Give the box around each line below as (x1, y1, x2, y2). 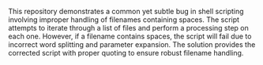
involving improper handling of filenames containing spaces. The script (8, 15, 239, 24)
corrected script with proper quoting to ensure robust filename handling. (8, 49, 244, 57)
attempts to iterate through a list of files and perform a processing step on (8, 23, 249, 32)
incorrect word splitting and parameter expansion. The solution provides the (8, 40, 256, 49)
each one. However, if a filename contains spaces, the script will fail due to (8, 31, 252, 41)
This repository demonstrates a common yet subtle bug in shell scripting (8, 7, 244, 16)
